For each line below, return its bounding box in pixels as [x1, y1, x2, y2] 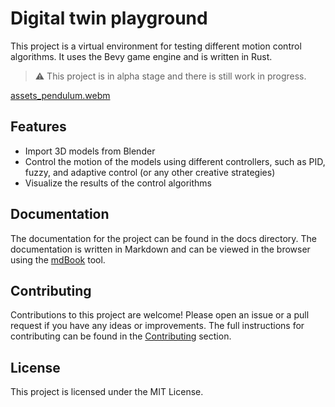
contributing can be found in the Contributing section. [10, 330, 232, 342]
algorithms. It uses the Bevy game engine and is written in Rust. [10, 50, 273, 62]
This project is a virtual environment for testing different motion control [10, 40, 302, 52]
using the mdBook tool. [10, 253, 106, 266]
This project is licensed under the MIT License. [10, 386, 204, 398]
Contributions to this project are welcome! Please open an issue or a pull [10, 309, 310, 321]
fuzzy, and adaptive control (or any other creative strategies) [24, 166, 276, 178]
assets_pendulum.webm [10, 89, 111, 101]
